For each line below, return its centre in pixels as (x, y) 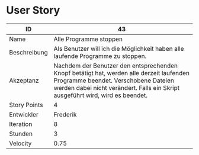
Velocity (20, 143)
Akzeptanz (24, 80)
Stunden (21, 134)
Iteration (21, 124)
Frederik (65, 114)
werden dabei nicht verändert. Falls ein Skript (116, 88)
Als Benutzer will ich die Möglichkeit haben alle (119, 49)
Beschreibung (29, 52)
